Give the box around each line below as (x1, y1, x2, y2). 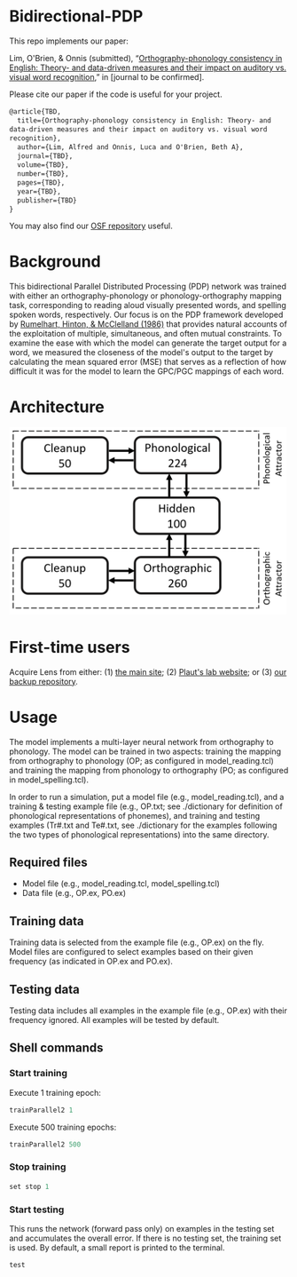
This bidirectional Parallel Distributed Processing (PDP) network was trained (9, 281, 286, 291)
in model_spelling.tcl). (9, 774, 89, 785)
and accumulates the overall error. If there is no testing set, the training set (9, 1233, 282, 1243)
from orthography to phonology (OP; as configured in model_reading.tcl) (9, 755, 275, 765)
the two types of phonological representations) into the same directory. (9, 829, 270, 840)
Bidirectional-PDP (9, 6, 144, 27)
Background (9, 251, 101, 272)
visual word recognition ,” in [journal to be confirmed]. (9, 71, 205, 82)
